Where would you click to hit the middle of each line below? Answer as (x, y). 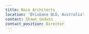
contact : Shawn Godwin (29, 19)
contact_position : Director (35, 24)
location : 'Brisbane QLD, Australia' (45, 14)
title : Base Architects (30, 10)
